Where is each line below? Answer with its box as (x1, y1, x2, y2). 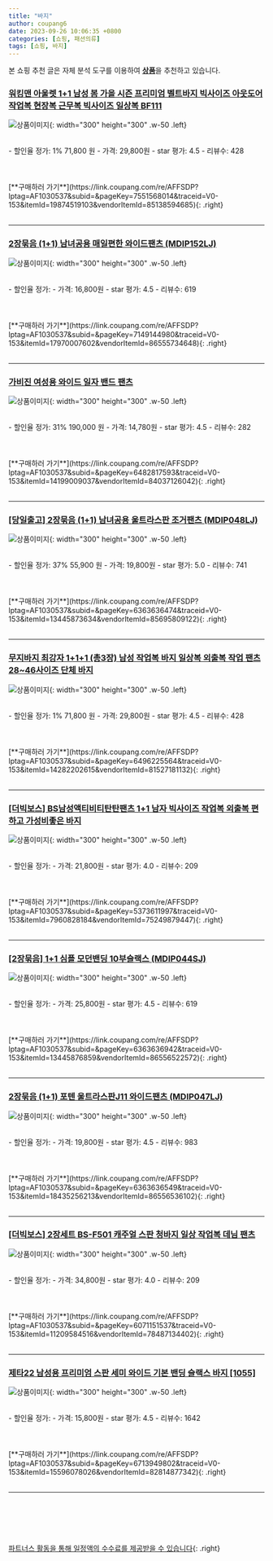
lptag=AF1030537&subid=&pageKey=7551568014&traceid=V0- (8, 191, 219, 201)
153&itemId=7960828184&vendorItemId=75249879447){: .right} (8, 914, 223, 924)
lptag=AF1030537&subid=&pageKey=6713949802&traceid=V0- (8, 1458, 221, 1468)
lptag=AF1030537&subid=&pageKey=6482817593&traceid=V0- (8, 467, 221, 477)
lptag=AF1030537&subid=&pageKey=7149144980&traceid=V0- (8, 329, 220, 339)
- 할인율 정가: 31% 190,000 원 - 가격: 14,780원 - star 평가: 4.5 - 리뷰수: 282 (8, 423, 252, 432)
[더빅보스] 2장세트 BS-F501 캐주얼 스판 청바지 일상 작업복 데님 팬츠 (8, 1229, 256, 1240)
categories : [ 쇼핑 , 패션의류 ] (8, 34, 101, 43)
